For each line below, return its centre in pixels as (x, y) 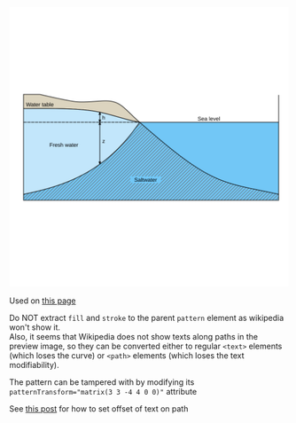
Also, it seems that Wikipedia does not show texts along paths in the (134, 337)
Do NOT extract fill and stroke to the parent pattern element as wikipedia (147, 318)
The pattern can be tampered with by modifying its (102, 382)
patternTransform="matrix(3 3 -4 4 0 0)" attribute (103, 392)
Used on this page (43, 301)
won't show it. (35, 327)
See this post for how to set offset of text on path (99, 409)
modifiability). (34, 365)
